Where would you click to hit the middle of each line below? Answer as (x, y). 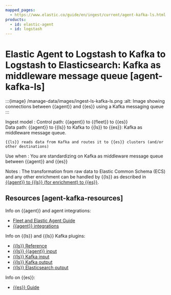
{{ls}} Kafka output (33, 262)
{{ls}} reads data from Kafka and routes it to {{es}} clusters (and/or (84, 142)
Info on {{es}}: (20, 277)
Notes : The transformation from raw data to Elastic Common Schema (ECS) (85, 171)
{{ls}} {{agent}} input (35, 251)
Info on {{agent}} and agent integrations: (48, 211)
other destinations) (27, 147)
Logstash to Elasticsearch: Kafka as (83, 65)
